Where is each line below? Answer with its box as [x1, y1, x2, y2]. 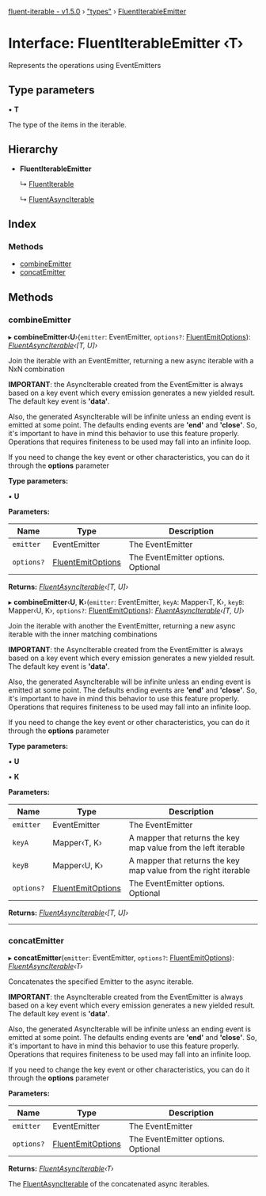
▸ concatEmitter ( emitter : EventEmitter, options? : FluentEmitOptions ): [8, 953, 235, 962]
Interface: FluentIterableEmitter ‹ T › [8, 35, 244, 52]
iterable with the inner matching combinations [8, 629, 158, 639]
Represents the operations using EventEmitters [8, 60, 161, 70]
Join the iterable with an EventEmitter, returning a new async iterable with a [8, 355, 254, 365]
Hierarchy [8, 142, 59, 157]
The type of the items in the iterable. [8, 120, 127, 129]
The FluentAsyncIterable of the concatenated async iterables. [8, 1179, 210, 1189]
